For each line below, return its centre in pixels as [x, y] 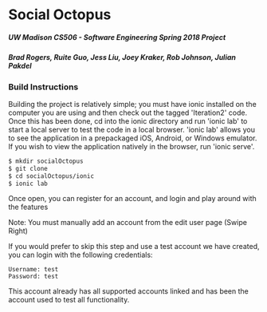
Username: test [33, 270]
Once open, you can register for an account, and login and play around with [132, 199]
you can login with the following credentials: [80, 255]
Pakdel [20, 66]
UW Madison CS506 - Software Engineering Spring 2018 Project [117, 37]
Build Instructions [43, 87]
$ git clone [28, 168]
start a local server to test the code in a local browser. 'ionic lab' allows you [132, 129]
